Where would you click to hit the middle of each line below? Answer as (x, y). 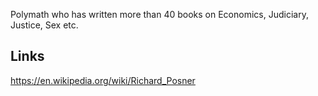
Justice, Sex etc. (44, 25)
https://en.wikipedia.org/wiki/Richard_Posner (103, 80)
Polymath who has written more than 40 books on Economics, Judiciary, (159, 14)
